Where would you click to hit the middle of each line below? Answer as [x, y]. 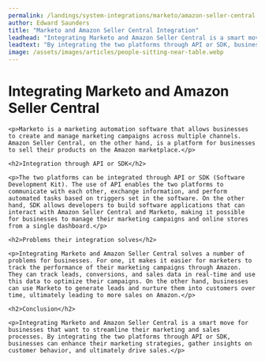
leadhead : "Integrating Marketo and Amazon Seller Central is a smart [127, 38]
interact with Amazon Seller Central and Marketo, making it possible [127, 212]
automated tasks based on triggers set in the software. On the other [127, 198]
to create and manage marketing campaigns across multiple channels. [125, 136]
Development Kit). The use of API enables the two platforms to [116, 184]
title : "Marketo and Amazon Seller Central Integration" [104, 30]
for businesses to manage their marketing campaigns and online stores [128, 219]
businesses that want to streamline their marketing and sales [114, 330]
